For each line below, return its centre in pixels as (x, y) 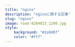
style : (12, 28)
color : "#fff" (28, 37)
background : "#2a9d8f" (37, 32)
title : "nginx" (20, 10)
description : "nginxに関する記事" (38, 14)
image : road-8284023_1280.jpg (36, 23)
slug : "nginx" (19, 19)
